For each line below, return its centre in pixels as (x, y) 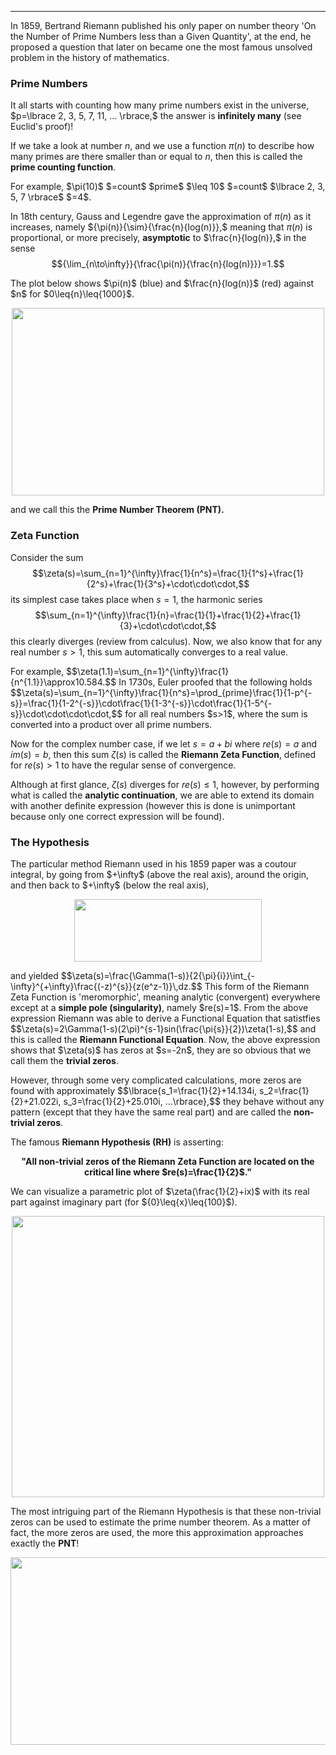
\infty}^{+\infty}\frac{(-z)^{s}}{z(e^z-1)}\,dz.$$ (106, 986)
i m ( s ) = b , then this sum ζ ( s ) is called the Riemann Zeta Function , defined (163, 754)
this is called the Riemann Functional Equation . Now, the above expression (165, 1039)
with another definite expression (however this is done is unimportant (153, 805)
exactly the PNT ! (45, 1543)
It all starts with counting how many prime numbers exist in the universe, (160, 105)
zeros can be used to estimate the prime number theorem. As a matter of (160, 1522)
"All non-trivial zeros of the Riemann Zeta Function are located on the (168, 1161)
